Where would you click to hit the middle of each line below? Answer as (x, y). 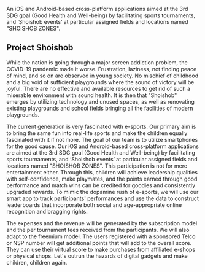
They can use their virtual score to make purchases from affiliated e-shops (101, 249)
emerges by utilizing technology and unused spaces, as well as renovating (101, 101)
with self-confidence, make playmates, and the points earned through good (102, 179)
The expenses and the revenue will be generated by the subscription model (102, 223)
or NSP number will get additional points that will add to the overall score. (99, 243)
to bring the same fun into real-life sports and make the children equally (97, 133)
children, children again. (37, 262)
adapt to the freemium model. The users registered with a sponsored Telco (101, 236)
